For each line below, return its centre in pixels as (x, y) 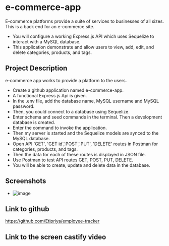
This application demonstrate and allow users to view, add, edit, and (83, 47)
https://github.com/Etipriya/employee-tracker (52, 221)
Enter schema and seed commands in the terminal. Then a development (87, 117)
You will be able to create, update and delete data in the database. (81, 165)
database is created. (34, 122)
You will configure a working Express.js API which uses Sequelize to (83, 36)
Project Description (36, 68)
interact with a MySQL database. (46, 41)
